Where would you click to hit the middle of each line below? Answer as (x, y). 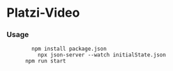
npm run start (46, 61)
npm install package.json (69, 49)
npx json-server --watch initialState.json (102, 55)
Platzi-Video (43, 13)
